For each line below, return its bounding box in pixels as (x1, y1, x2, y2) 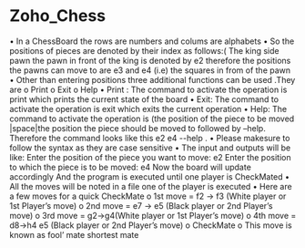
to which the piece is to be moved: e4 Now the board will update (9, 161, 252, 172)
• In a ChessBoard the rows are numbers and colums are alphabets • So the (9, 36, 295, 46)
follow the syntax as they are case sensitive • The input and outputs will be (9, 142, 291, 153)
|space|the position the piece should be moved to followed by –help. (9, 122, 266, 133)
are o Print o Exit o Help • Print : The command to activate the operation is (9, 84, 288, 95)
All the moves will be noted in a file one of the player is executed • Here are (9, 181, 293, 191)
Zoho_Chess (9, 5, 107, 26)
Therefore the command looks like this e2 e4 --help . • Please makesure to (9, 132, 290, 143)
